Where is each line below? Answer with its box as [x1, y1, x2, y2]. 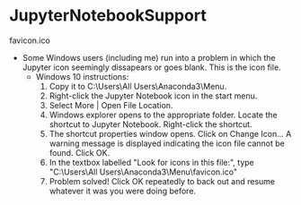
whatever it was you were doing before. [49, 185, 196, 196]
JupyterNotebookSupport [9, 5, 207, 26]
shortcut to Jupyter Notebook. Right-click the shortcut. [49, 118, 253, 130]
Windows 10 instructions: [35, 71, 129, 81]
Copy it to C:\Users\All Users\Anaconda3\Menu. [49, 81, 227, 91]
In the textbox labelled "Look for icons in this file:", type [49, 157, 254, 167]
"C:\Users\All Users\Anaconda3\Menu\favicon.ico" [49, 167, 238, 177]
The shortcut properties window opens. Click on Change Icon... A [49, 128, 292, 139]
